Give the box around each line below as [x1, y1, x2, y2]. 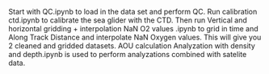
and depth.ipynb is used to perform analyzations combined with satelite [8, 50, 247, 59]
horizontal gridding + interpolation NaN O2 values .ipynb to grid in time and [8, 24, 258, 33]
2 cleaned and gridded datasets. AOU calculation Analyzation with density [8, 41, 256, 51]
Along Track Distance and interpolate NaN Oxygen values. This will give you [8, 32, 262, 42]
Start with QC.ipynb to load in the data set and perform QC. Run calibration [8, 7, 258, 16]
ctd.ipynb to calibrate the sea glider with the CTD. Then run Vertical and [8, 15, 248, 25]
